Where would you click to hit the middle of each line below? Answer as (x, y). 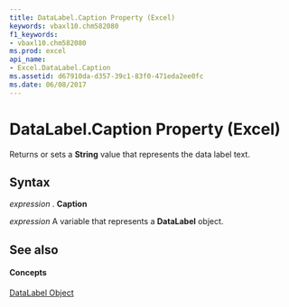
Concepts (28, 273)
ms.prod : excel (38, 51)
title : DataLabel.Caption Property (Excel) (93, 18)
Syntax (30, 182)
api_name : (28, 59)
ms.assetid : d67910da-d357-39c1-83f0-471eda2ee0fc (107, 77)
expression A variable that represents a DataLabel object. (117, 221)
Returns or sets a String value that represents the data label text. (130, 154)
